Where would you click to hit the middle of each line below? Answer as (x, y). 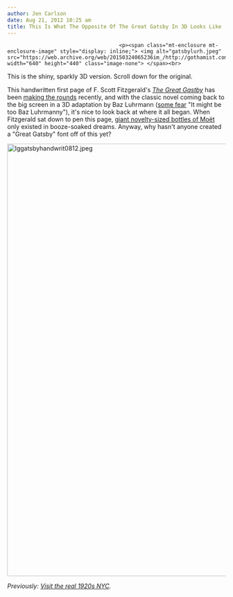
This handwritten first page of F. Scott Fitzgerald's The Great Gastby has (111, 90)
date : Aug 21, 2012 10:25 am (49, 20)
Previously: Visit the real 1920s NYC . (59, 586)
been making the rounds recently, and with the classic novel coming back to (116, 97)
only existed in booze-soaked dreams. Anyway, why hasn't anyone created (114, 127)
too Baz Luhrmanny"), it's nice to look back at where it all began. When (109, 112)
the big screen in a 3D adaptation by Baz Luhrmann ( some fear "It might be (114, 105)
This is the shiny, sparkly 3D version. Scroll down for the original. (100, 76)
